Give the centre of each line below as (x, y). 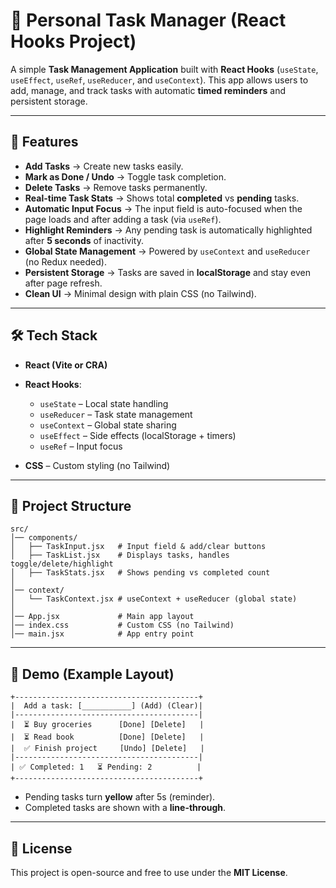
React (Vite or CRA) (66, 365)
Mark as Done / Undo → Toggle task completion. (125, 176)
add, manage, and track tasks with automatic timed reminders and (148, 90)
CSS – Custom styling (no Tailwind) (97, 465)
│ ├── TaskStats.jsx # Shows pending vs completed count (140, 573)
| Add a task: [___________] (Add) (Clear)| (106, 706)
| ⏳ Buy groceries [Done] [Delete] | (107, 725)
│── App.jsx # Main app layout (102, 617)
